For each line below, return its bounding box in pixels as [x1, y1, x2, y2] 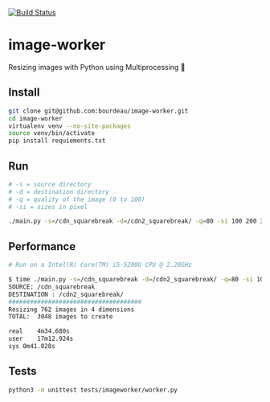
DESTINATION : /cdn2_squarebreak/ [8, 290, 125, 298]
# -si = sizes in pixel [8, 203, 88, 211]
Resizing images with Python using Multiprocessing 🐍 [8, 62, 186, 72]
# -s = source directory [8, 180, 92, 188]
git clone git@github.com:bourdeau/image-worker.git [8, 107, 189, 115]
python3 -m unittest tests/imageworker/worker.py [8, 386, 178, 394]
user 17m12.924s [8, 334, 74, 343]
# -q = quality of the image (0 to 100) [8, 195, 146, 203]
